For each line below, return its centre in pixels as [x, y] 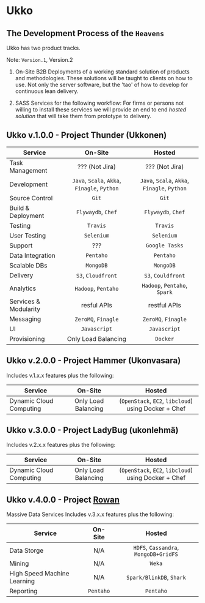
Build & [20, 208]
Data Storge [27, 550]
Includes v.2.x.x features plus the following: [61, 445]
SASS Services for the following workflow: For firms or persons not [99, 103]
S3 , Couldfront [165, 275]
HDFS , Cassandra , [156, 547]
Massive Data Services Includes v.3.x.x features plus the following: [90, 514]
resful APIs [97, 305]
